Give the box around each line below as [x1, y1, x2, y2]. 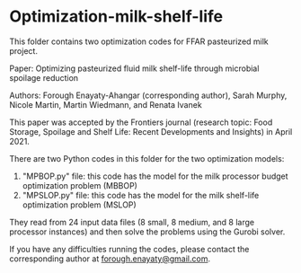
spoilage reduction [9, 72, 79, 83]
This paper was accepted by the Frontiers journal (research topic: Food [9, 117, 273, 128]
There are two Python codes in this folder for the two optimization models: [9, 153, 285, 163]
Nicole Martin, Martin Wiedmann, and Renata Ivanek [9, 99, 202, 110]
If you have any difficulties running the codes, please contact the [9, 243, 250, 254]
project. [9, 45, 39, 56]
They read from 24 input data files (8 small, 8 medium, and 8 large [9, 216, 254, 227]
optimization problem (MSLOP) [22, 199, 137, 210]
